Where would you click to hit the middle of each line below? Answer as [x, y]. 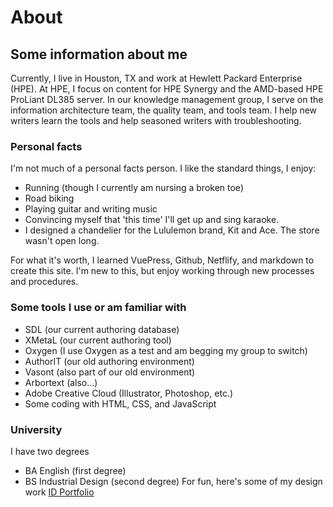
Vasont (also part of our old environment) [110, 372]
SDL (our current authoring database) [102, 329]
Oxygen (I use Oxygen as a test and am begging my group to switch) [166, 350]
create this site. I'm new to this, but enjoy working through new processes [162, 271]
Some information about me [99, 54]
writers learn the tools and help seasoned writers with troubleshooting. [156, 120]
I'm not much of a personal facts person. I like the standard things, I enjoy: [163, 168]
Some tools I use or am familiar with [98, 308]
